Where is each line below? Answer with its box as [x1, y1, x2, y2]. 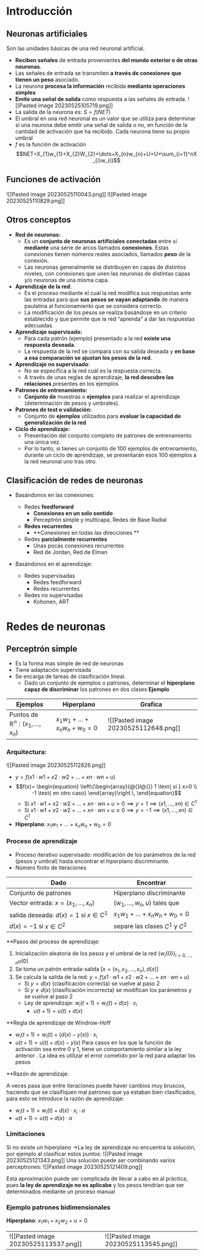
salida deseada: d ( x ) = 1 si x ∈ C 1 [9, 910, 108, 919]
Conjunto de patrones [9, 888, 72, 897]
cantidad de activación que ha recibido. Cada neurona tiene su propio [15, 128, 190, 135]
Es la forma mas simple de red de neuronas [15, 660, 124, 667]
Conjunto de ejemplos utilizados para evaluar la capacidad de [24, 412, 181, 419]
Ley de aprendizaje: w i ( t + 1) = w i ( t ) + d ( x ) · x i [24, 999, 137, 1008]
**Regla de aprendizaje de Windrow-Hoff [6, 1019, 111, 1026]
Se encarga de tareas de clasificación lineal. [15, 673, 126, 680]
